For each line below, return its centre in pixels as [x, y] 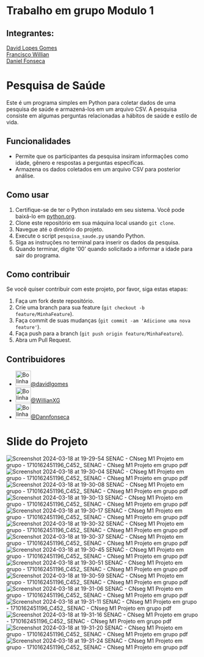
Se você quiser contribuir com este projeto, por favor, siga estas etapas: [97, 289]
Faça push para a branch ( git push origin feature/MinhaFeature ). [99, 334]
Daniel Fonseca [26, 61]
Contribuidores [36, 359]
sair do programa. [38, 255]
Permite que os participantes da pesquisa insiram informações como [102, 156]
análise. [25, 176]
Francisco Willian [28, 54]
